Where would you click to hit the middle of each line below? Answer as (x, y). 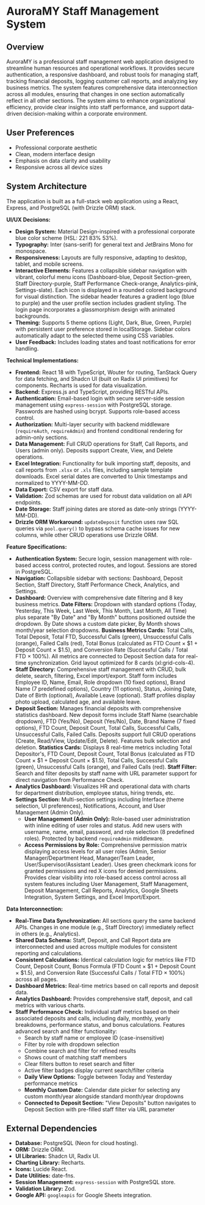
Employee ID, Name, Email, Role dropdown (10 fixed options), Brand (100, 682)
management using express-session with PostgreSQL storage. (93, 405)
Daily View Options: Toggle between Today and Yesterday (98, 1076)
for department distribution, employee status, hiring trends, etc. (95, 793)
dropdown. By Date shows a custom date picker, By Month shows (98, 623)
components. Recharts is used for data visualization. (81, 385)
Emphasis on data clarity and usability (63, 160)
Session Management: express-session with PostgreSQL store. (95, 1182)
